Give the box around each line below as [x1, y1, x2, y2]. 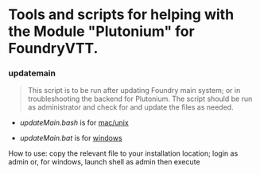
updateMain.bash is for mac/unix [19, 118, 129, 128]
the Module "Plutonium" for [8, 22, 195, 41]
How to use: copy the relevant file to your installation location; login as [8, 149, 239, 158]
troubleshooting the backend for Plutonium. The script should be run [27, 94, 253, 104]
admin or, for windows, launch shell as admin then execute [8, 157, 200, 167]
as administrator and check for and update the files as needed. [27, 102, 234, 112]
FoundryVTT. [8, 40, 99, 57]
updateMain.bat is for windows [19, 133, 122, 143]
